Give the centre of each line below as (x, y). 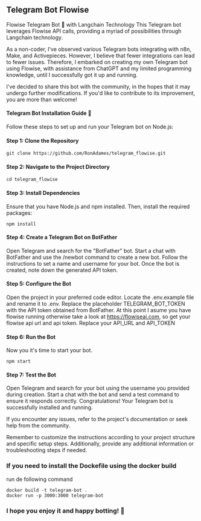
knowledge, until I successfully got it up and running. (72, 74)
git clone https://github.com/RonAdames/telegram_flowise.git (86, 154)
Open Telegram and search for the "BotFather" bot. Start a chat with (91, 251)
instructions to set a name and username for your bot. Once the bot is (93, 263)
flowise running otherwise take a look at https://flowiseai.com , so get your (98, 316)
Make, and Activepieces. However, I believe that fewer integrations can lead (101, 55)
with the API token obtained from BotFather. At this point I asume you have (99, 310)
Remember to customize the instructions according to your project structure (101, 437)
